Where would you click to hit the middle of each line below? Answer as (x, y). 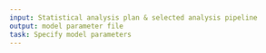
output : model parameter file (67, 26)
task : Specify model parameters (70, 34)
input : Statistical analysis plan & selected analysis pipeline (133, 18)
